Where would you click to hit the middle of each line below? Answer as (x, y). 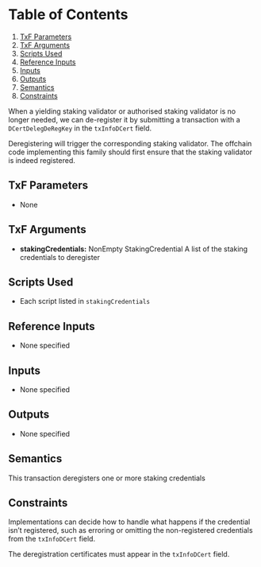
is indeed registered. (42, 160)
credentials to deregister (60, 257)
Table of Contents (68, 15)
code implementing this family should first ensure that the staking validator (130, 152)
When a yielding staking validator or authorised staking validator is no (122, 111)
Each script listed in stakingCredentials (85, 301)
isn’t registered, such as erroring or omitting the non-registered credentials (130, 530)
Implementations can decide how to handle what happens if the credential (129, 522)
